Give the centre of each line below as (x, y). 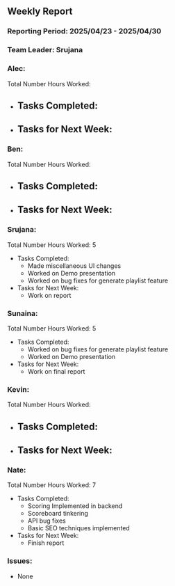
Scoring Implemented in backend (75, 506)
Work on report (49, 295)
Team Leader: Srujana (45, 50)
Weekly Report (40, 11)
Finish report (46, 543)
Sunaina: (23, 313)
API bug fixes (47, 521)
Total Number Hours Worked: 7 (51, 485)
